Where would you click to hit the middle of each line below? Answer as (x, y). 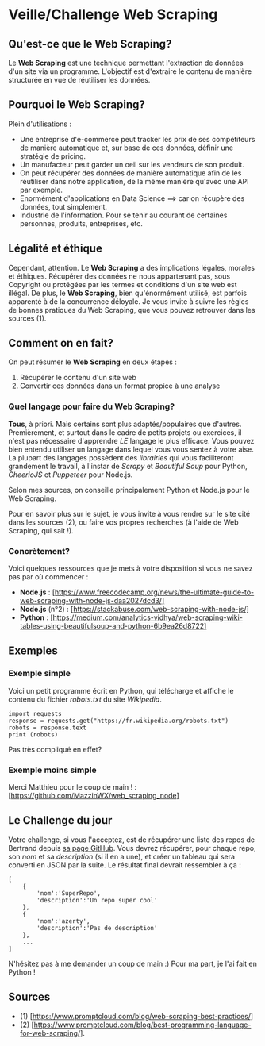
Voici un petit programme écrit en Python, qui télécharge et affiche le (121, 690)
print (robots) (33, 735)
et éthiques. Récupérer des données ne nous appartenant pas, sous (119, 276)
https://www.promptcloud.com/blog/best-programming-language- (142, 1025)
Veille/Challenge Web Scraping (113, 15)
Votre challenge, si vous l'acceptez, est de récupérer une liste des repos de (132, 840)
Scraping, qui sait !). (41, 530)
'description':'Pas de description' (97, 928)
